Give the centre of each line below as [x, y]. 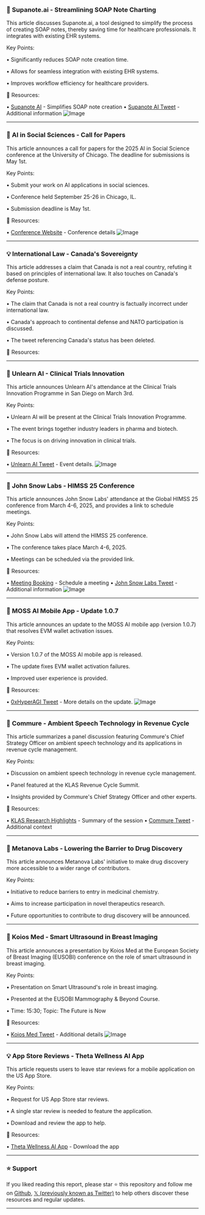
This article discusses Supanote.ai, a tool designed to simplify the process [100, 23]
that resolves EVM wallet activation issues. [60, 630]
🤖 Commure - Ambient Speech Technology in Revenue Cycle [98, 723]
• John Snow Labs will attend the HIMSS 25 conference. [77, 536]
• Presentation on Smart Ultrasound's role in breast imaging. [82, 987]
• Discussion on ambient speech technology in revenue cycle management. [101, 773]
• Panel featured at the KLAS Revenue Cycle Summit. [73, 785]
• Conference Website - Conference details [61, 232]
